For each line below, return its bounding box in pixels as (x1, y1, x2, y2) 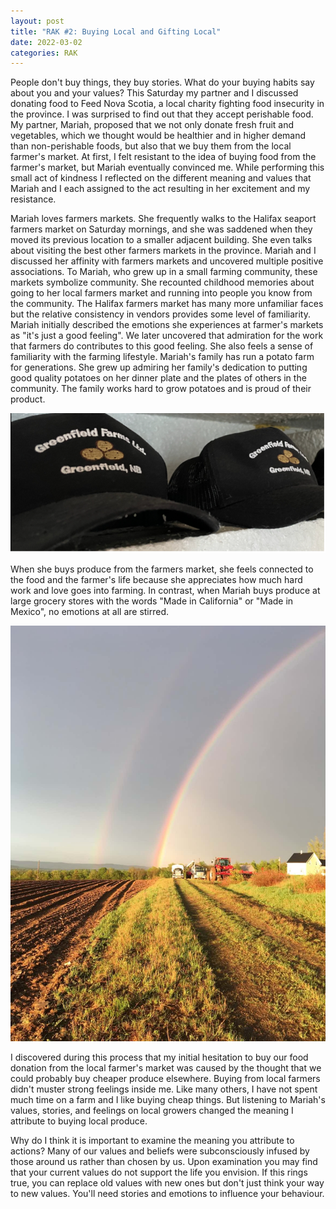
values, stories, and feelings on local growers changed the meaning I (10, 1104, 294, 1116)
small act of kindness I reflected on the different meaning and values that (10, 172, 312, 184)
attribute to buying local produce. (10, 1115, 148, 1127)
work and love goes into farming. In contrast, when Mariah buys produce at (10, 584, 321, 596)
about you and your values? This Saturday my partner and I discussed (10, 87, 299, 99)
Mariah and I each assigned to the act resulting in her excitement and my (10, 183, 311, 195)
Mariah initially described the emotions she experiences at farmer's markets (10, 319, 324, 331)
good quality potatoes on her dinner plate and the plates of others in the (10, 372, 307, 384)
